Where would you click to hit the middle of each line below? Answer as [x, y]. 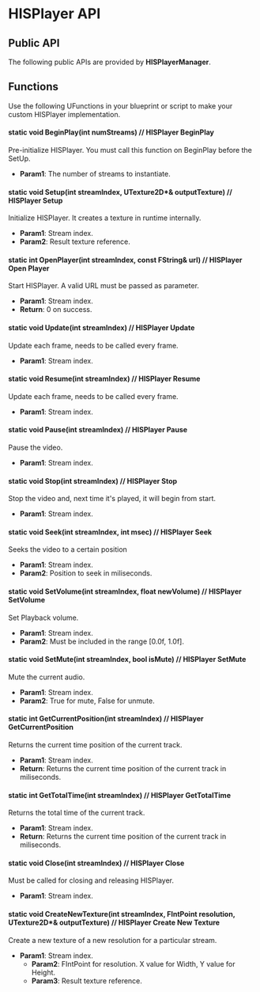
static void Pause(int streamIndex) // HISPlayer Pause [98, 430]
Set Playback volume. [43, 618]
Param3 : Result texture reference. [87, 981]
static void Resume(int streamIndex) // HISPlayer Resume [104, 379]
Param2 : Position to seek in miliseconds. [86, 573]
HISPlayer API [55, 14]
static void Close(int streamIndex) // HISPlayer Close [96, 863]
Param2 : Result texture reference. [75, 241]
